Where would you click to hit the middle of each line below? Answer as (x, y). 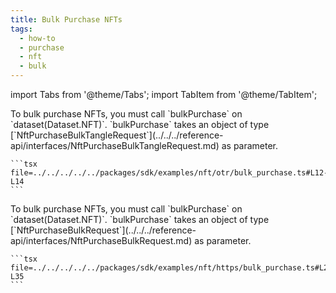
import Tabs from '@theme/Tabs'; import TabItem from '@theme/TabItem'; (164, 94)
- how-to (37, 38)
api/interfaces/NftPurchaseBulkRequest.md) (101, 240)
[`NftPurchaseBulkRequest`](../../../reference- (103, 230)
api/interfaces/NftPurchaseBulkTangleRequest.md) (115, 145)
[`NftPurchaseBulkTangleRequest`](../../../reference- (117, 135)
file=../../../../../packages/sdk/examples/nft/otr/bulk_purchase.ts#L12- (169, 173)
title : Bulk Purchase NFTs (66, 19)
